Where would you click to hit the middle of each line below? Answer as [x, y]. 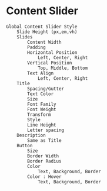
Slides [25, 37]
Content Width [44, 42]
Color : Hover [44, 177]
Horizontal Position [52, 52]
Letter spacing [46, 130]
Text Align [41, 73]
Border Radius [44, 161]
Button [25, 145]
